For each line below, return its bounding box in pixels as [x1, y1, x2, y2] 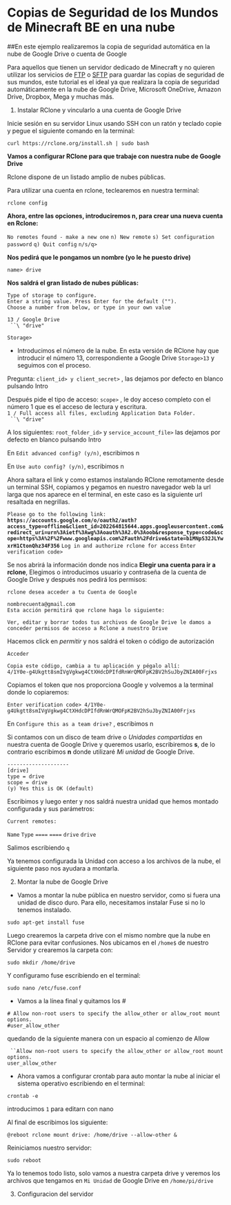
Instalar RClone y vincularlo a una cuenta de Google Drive [17, 106, 181, 114]
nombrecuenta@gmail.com [7, 600, 76, 607]
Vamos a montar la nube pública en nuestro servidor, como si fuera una [17, 891, 221, 899]
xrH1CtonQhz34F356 [7, 542, 60, 549]
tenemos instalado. [17, 905, 72, 913]
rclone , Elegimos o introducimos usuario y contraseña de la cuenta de [7, 568, 207, 576]
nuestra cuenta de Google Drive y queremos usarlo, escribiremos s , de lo [7, 740, 216, 748]
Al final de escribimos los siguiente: [7, 1118, 108, 1126]
